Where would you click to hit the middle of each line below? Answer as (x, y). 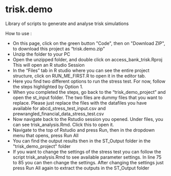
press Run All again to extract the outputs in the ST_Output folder (81, 168)
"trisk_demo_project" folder (42, 146)
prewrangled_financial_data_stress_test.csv (58, 114)
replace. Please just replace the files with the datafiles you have (80, 103)
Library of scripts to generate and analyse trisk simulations (67, 23)
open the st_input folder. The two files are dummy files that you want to (88, 97)
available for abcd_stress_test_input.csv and (59, 108)
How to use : (19, 33)
